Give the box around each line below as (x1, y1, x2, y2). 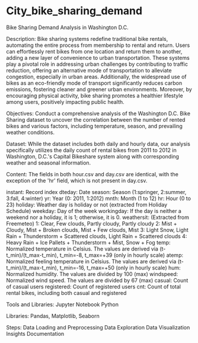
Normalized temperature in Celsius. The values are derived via (6, 245, 159, 252)
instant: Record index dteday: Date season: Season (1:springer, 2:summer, (6, 188, 187, 195)
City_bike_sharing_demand (6, 4, 143, 18)
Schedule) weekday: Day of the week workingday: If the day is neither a (6, 207, 182, 214)
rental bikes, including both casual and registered (6, 289, 127, 296)
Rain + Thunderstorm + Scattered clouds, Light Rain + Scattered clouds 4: (6, 233, 187, 240)
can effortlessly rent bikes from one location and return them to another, (6, 47, 183, 55)
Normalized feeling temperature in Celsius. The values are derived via (6, 258, 177, 265)
